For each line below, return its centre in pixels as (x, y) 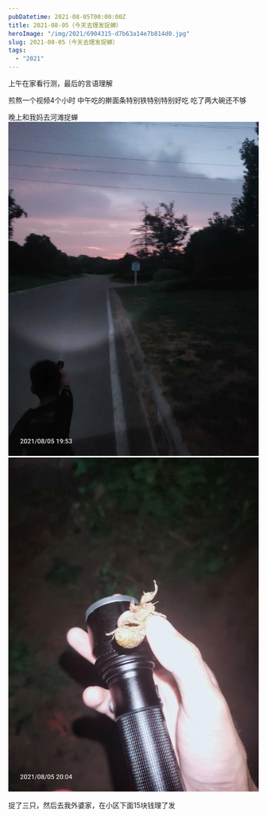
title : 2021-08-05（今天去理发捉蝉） (65, 25)
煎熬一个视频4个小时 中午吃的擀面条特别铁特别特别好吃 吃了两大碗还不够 (127, 100)
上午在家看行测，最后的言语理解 (60, 83)
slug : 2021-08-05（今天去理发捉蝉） (64, 42)
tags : (17, 51)
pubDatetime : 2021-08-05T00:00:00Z (67, 17)
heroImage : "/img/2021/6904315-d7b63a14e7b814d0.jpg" (99, 33)
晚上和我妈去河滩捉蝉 (43, 117)
